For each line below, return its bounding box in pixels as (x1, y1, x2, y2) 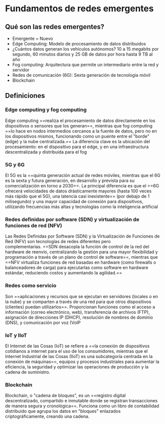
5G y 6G (5, 161, 25, 168)
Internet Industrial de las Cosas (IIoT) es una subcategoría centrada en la (5, 353, 153, 359)
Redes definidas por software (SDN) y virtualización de (5, 216, 139, 223)
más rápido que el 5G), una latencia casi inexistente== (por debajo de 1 (5, 193, 150, 199)
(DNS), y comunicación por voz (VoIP (5, 319, 81, 325)
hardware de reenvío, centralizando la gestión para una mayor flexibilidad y (5, 249, 158, 255)
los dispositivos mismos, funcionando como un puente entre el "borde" (5, 133, 149, 139)
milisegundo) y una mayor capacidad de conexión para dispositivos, (5, 198, 144, 204)
